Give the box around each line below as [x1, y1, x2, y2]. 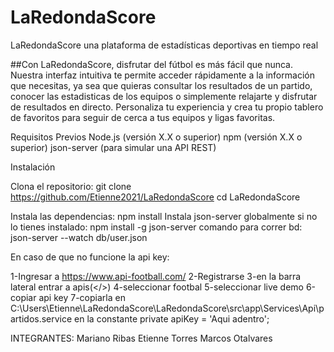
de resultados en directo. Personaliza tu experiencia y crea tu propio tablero [10, 101, 324, 113]
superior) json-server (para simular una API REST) [10, 141, 217, 153]
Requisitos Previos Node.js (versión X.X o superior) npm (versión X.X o [10, 131, 303, 143]
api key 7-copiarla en [38, 291, 126, 303]
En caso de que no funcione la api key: [10, 251, 170, 263]
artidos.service [10, 312, 73, 325]
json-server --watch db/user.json [10, 231, 148, 243]
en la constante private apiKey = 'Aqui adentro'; [74, 312, 270, 325]
